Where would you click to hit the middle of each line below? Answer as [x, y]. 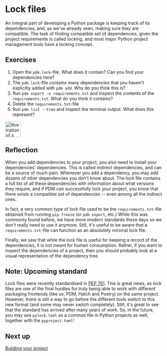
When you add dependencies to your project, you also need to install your [81, 162]
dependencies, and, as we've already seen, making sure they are [72, 28]
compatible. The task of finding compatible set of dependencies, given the [82, 33]
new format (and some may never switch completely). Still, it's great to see [82, 305]
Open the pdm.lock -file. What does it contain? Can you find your [78, 72]
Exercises [21, 60]
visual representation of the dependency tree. [52, 256]
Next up [18, 336]
